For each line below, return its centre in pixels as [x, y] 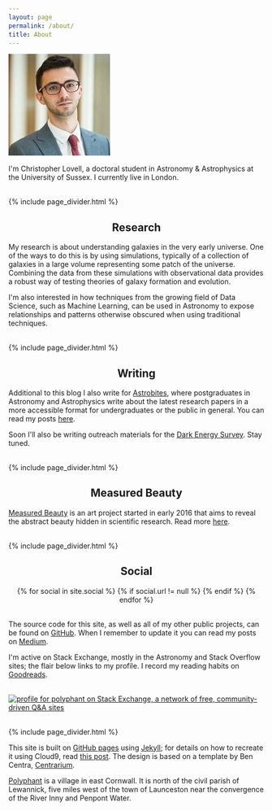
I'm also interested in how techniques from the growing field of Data [122, 298]
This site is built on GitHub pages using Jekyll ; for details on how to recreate [136, 748]
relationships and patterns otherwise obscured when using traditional [125, 315]
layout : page [30, 17]
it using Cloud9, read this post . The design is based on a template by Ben [131, 756]
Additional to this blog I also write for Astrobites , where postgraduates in [129, 393]
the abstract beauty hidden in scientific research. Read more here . [119, 521]
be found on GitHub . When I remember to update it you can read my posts [132, 632]
